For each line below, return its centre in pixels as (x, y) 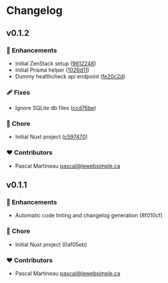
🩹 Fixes (18, 92)
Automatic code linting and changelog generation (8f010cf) (89, 216)
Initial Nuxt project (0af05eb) (51, 244)
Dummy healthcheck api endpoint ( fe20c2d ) (70, 76)
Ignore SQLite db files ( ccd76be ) (56, 108)
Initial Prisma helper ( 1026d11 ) (52, 70)
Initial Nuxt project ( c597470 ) (51, 137)
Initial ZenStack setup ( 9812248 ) (56, 63)
